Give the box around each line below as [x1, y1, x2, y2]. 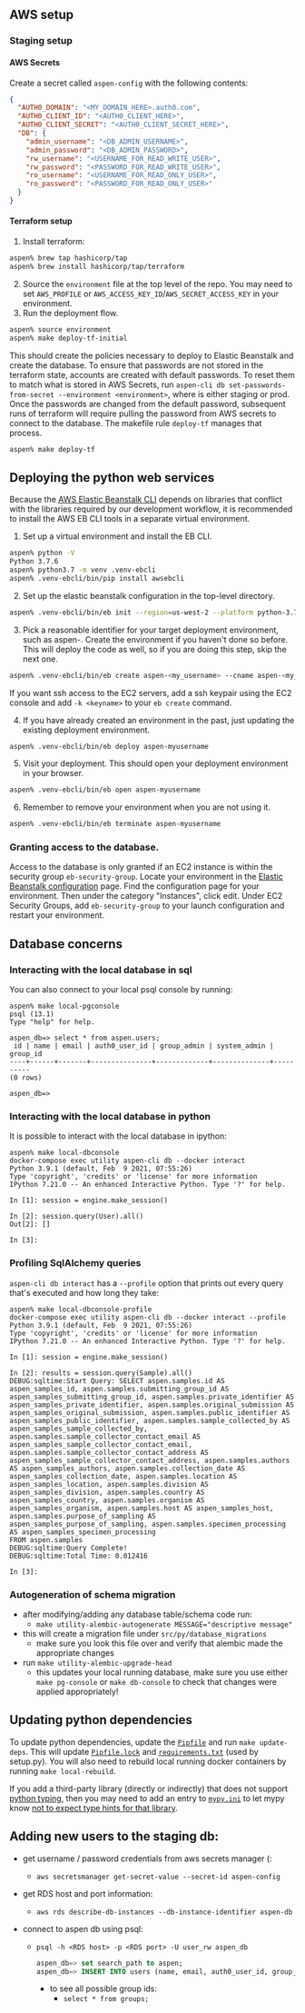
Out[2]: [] [9, 1220, 51, 1230]
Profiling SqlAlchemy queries [9, 1257, 142, 1270]
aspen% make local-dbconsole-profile [9, 1304, 152, 1314]
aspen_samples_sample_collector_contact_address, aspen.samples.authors [9, 1456, 290, 1465]
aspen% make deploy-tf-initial [9, 334, 128, 343]
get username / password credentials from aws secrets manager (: [22, 1853, 272, 1864]
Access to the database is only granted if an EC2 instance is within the [9, 862, 273, 872]
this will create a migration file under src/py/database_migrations [22, 1629, 268, 1639]
